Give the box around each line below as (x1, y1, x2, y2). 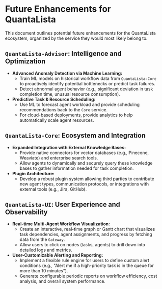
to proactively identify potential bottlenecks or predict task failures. (19, 80, 156, 86)
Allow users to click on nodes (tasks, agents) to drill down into (19, 242, 146, 248)
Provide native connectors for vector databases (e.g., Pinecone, (19, 150, 149, 156)
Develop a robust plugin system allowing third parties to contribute (19, 176, 155, 182)
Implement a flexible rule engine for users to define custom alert (19, 258, 150, 263)
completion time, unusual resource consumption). (19, 91, 120, 97)
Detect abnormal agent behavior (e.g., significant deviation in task (19, 86, 153, 92)
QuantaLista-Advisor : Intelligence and (5, 50, 122, 58)
